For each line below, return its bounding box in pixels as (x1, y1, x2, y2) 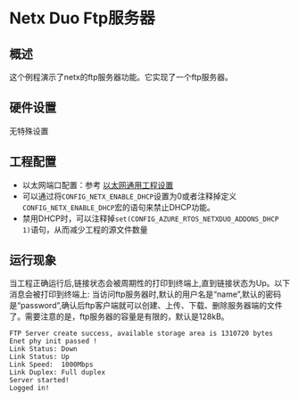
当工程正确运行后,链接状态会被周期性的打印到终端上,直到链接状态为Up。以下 (9, 278, 291, 289)
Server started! (9, 376, 70, 385)
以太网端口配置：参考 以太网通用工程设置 (21, 179, 174, 190)
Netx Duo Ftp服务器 (9, 8, 155, 29)
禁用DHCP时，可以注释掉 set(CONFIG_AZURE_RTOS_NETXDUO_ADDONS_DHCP (21, 213, 279, 224)
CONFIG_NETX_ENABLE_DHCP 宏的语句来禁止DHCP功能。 (21, 201, 216, 212)
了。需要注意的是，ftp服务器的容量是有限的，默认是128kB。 (9, 311, 229, 322)
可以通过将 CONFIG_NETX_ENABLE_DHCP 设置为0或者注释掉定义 (21, 191, 237, 201)
